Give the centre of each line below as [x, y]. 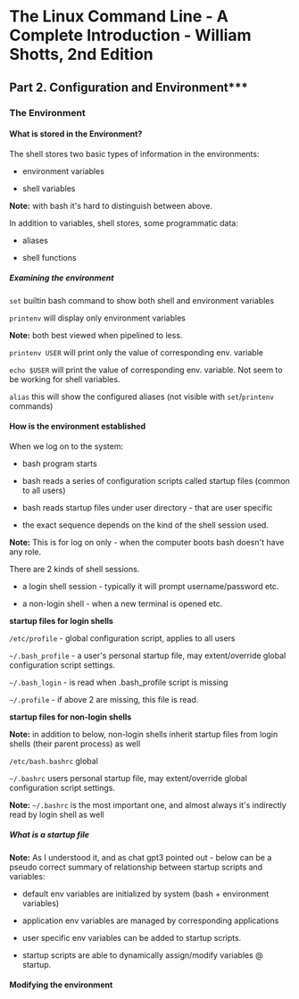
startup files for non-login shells [71, 717]
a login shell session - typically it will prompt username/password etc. [150, 586]
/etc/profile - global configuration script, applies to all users [122, 638]
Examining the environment [62, 278]
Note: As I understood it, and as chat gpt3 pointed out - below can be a [141, 857]
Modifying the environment [61, 985]
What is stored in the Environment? [76, 134]
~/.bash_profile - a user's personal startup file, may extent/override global [148, 655]
